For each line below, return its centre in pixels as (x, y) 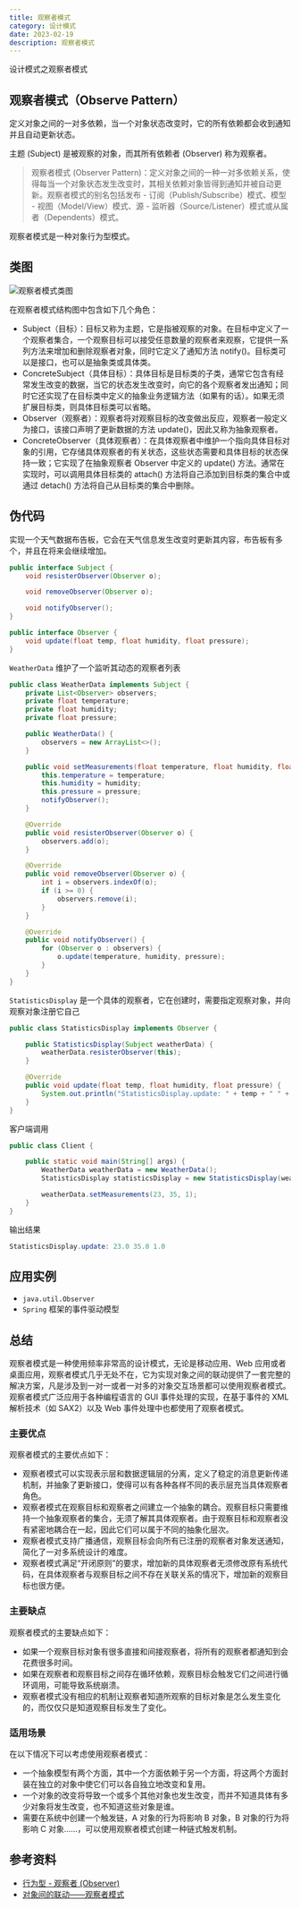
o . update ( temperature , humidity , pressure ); (141, 957)
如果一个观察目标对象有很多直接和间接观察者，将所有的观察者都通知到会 (155, 1651)
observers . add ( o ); (75, 841)
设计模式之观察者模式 (48, 69)
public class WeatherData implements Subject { (100, 684)
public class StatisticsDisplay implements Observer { (113, 1028)
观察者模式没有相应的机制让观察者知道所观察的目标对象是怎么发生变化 (151, 1696)
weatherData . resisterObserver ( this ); (111, 1053)
